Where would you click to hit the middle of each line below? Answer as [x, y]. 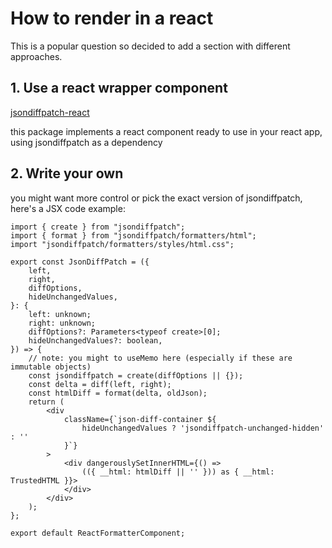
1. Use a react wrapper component [119, 88]
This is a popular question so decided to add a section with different [150, 46]
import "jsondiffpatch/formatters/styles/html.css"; [122, 244]
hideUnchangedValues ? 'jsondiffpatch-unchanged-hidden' [203, 428]
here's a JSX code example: [68, 208]
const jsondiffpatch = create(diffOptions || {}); [136, 375]
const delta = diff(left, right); [100, 384]
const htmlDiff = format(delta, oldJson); [118, 393]
